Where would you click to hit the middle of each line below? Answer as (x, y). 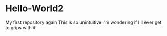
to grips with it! (21, 27)
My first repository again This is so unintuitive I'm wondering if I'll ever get (83, 22)
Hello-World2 (35, 9)
